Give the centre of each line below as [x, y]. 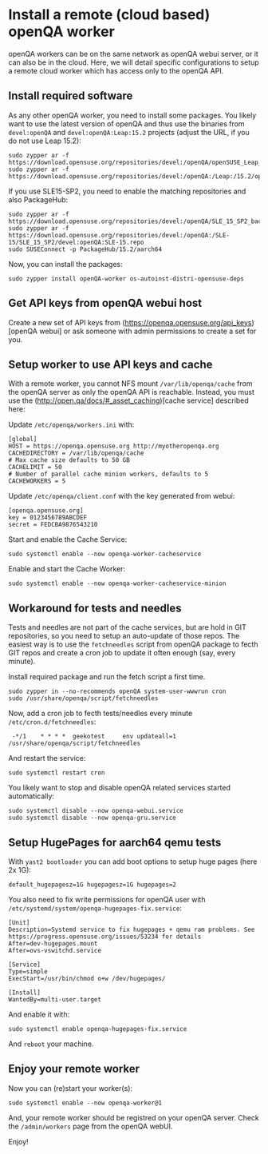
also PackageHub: [38, 199]
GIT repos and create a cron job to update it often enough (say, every [122, 653]
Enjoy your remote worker [74, 1069]
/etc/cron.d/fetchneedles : [52, 722]
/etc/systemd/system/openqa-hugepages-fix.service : [95, 908]
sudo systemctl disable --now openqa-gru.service [93, 818]
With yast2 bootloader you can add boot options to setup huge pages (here [133, 862]
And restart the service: [47, 758]
